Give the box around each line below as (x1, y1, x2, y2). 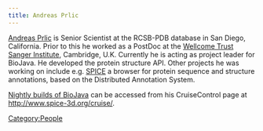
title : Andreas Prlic (8, 11, 79, 20)
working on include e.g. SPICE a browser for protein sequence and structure (8, 66, 255, 75)
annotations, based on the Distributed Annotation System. (8, 75, 195, 84)
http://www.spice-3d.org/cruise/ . (8, 98, 115, 107)
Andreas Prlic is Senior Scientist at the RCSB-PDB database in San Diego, (8, 33, 246, 42)
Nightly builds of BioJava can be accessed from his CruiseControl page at (8, 89, 247, 99)
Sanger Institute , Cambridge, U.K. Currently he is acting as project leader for (8, 49, 255, 59)
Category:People (8, 113, 63, 122)
